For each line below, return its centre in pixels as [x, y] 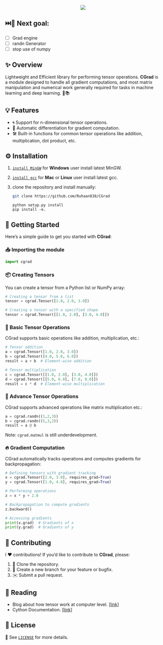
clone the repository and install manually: [54, 187]
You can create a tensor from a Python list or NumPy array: [65, 288]
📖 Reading [21, 592]
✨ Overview [24, 65]
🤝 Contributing [28, 543]
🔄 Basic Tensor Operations [38, 328]
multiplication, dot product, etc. [44, 141]
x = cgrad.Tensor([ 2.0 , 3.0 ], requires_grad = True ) [58, 478]
